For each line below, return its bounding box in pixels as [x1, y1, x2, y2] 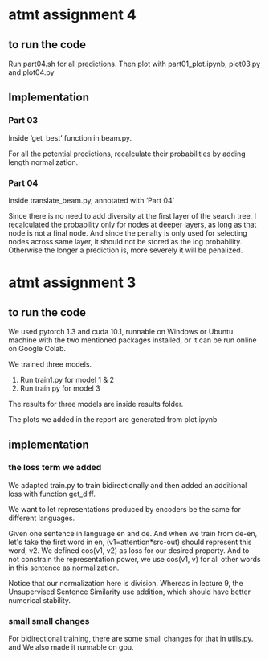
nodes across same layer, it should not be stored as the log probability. [8, 236, 243, 246]
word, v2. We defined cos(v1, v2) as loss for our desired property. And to [8, 545, 250, 555]
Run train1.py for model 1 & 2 [19, 375, 115, 384]
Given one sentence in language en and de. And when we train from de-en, [8, 528, 258, 538]
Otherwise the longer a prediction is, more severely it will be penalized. [8, 245, 243, 255]
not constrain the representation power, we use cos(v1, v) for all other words [8, 554, 261, 564]
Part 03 [8, 115, 39, 126]
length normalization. [8, 157, 79, 166]
